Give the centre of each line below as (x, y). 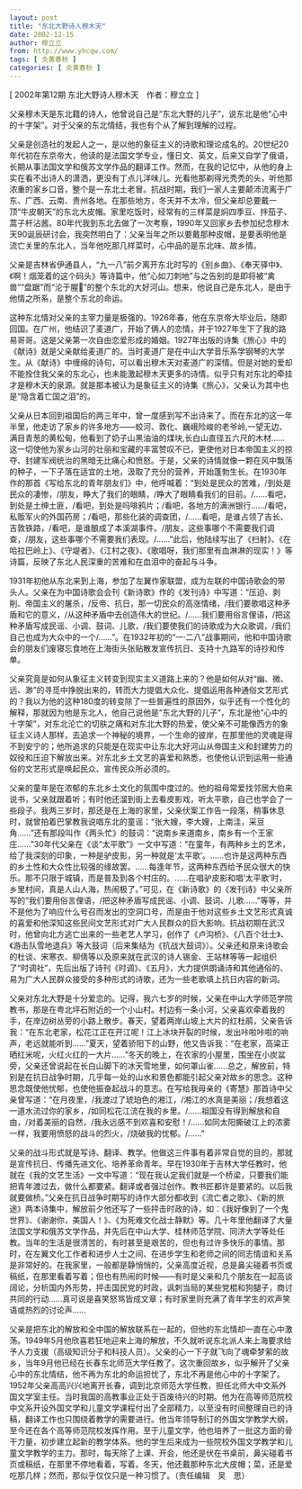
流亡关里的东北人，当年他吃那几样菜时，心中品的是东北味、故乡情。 (135, 245)
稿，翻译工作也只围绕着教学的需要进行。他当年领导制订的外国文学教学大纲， (151, 1419)
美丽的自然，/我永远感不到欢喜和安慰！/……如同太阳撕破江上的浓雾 (167, 1122)
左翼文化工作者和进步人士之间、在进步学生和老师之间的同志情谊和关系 (163, 1253)
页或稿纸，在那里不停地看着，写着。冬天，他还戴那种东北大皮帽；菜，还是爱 (151, 1464)
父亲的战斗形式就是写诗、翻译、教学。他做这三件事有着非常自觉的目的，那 (147, 1152)
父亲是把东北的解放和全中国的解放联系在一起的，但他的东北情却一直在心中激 (151, 1329)
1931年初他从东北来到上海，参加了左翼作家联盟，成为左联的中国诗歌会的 (143, 581)
